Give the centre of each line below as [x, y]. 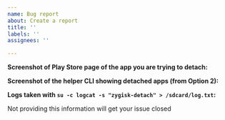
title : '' [22, 27]
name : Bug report [33, 14]
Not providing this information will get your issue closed [89, 109]
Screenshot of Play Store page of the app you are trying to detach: [108, 67]
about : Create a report [43, 21]
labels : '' [24, 34]
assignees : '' [29, 41]
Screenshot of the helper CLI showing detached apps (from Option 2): [113, 81]
